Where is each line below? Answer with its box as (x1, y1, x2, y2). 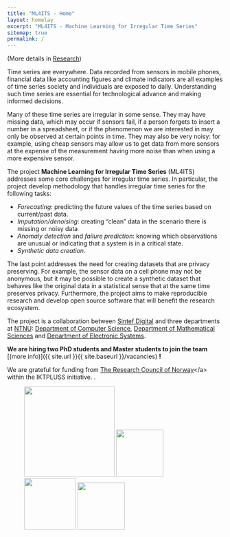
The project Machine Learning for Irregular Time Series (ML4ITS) (7, 168, 195, 176)
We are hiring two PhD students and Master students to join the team (7, 345, 208, 353)
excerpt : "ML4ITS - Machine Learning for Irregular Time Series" (7, 23, 198, 30)
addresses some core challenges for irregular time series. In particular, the (7, 175, 218, 183)
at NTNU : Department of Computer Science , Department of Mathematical (7, 325, 215, 333)
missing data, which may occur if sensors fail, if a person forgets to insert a (7, 118, 220, 126)
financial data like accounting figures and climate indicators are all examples (7, 75, 223, 83)
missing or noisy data (16, 225, 78, 233)
